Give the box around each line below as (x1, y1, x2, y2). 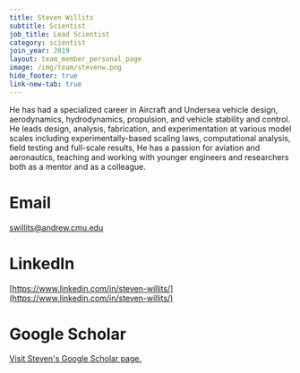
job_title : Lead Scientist (9, 30, 110, 38)
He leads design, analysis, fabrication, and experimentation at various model (9, 123, 292, 134)
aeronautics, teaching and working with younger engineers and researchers (9, 151, 289, 162)
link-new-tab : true (9, 80, 82, 89)
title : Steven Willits (9, 13, 94, 22)
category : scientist (9, 38, 87, 47)
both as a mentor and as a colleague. (9, 161, 146, 172)
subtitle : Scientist (9, 21, 87, 30)
